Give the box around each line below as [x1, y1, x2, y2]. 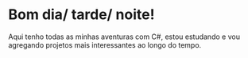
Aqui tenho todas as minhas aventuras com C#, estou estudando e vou [8, 32, 241, 41]
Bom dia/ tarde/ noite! [8, 6, 155, 24]
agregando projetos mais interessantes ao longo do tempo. [8, 40, 202, 49]
